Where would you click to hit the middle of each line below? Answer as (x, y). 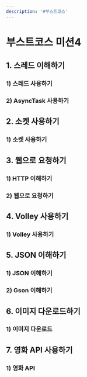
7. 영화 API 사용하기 (39, 350)
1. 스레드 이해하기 (36, 66)
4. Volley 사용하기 (37, 216)
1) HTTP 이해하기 (29, 178)
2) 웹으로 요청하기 (30, 195)
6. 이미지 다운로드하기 (43, 311)
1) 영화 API (20, 368)
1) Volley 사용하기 (30, 234)
